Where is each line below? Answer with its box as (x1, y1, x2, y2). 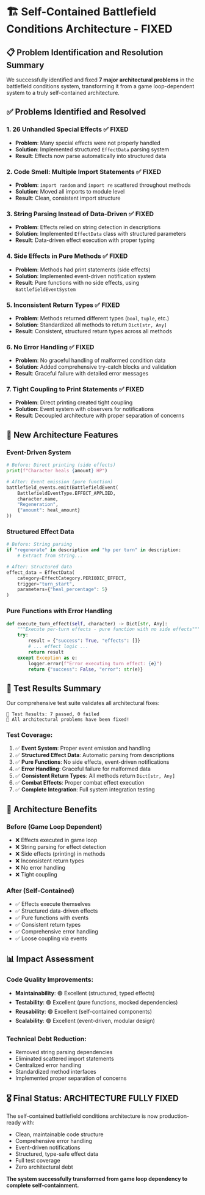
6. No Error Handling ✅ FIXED (6, 342, 95, 351)
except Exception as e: (17, 655, 78, 661)
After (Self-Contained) (6, 886, 74, 895)
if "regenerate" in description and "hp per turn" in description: (6, 547, 182, 553)
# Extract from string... (17, 552, 84, 559)
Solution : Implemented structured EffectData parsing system (15, 145, 170, 153)
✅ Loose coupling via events (15, 935, 87, 942)
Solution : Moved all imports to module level (15, 187, 125, 195)
